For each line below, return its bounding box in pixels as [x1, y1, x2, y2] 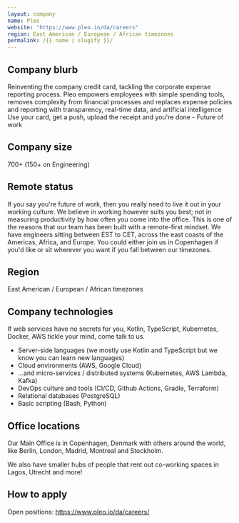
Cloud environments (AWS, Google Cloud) [17, 362, 142, 370]
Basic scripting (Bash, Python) [17, 399, 107, 408]
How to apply [7, 489, 68, 501]
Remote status [7, 181, 73, 193]
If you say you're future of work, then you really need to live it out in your [7, 199, 222, 208]
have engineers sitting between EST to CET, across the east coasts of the [7, 230, 223, 239]
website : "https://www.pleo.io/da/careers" [7, 24, 139, 31]
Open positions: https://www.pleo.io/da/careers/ [7, 507, 150, 516]
